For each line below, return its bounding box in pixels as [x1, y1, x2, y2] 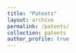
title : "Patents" [7, 10, 57, 17]
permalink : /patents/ [7, 23, 70, 30]
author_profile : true [7, 36, 70, 43]
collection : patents [7, 29, 67, 36]
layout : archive [7, 17, 54, 23]
